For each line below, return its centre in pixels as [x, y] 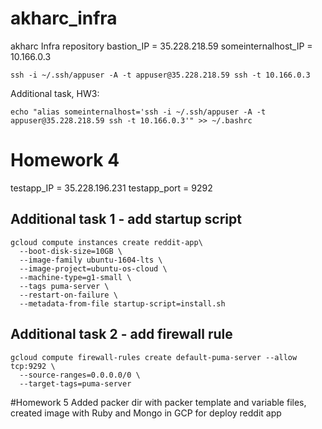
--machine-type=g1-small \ [75, 277]
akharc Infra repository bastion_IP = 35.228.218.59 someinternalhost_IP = [161, 46]
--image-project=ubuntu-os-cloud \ [93, 268]
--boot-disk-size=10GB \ [71, 251]
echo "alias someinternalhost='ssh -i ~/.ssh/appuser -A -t [138, 112]
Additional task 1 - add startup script [126, 219]
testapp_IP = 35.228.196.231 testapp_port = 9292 [111, 188]
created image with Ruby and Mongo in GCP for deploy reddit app [146, 413]
